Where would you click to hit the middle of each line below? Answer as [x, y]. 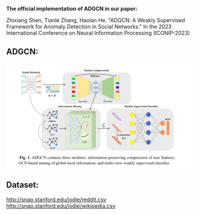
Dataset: [22, 185]
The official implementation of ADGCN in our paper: [72, 9]
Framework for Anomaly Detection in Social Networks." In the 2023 [89, 27]
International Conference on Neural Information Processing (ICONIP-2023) [98, 33]
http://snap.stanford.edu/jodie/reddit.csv [56, 199]
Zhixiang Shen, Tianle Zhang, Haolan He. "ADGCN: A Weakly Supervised [96, 20]
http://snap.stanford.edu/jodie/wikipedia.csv [61, 205]
